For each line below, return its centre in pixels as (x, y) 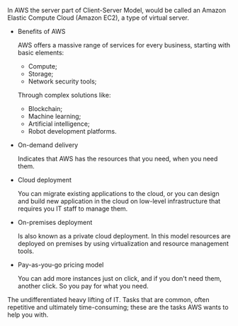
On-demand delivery (48, 145)
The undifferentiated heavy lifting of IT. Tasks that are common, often (108, 299)
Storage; (41, 74)
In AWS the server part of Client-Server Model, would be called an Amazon (117, 10)
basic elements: (41, 53)
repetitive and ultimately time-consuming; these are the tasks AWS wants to (118, 307)
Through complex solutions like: (64, 95)
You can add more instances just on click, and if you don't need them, (119, 278)
